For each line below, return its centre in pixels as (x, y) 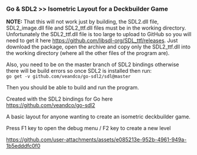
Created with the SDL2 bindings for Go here (59, 99)
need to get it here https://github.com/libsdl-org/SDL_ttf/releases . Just (92, 41)
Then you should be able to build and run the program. (73, 88)
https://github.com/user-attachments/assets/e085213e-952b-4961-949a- (96, 140)
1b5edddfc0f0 (23, 146)
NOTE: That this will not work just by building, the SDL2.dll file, (83, 22)
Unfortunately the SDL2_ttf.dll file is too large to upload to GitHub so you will (99, 34)
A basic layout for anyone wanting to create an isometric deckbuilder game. (98, 117)
